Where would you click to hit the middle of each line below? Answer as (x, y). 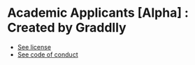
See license (34, 47)
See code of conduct (48, 55)
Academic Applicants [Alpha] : (98, 13)
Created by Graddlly (67, 28)
